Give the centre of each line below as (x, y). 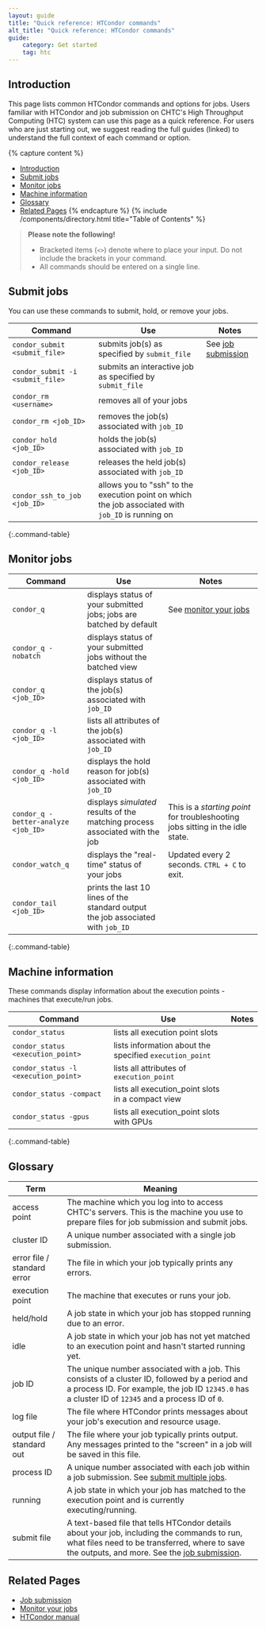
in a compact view (148, 1099)
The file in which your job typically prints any (150, 1263)
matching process (120, 822)
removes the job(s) (133, 416)
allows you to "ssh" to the (146, 484)
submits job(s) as (131, 344)
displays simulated (122, 802)
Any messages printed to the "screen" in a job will (159, 1445)
